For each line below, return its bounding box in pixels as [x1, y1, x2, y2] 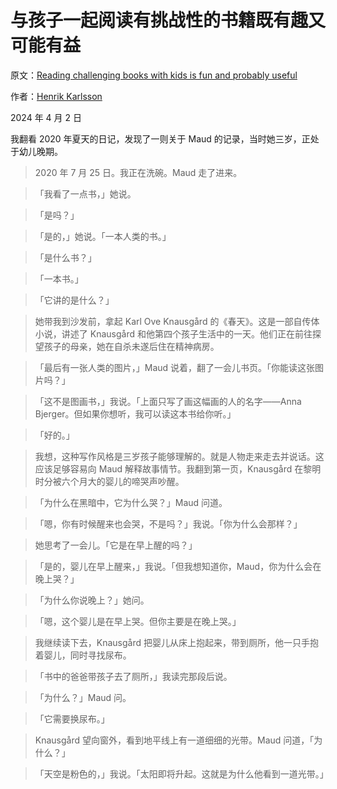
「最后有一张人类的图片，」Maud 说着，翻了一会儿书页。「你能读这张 [34, 361, 316, 373]
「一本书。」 [34, 272, 84, 285]
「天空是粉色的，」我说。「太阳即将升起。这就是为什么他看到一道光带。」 [34, 767, 329, 780]
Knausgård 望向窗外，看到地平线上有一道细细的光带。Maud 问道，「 [34, 734, 315, 746]
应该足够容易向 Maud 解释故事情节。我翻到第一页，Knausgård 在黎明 [34, 462, 322, 475]
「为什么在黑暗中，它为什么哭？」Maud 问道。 [34, 496, 228, 508]
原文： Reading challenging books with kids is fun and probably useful [10, 69, 298, 81]
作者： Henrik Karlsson [10, 90, 103, 102]
